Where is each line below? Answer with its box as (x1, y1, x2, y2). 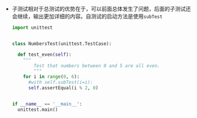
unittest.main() (17, 107, 58, 113)
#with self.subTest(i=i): (28, 80, 93, 86)
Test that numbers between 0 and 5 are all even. (34, 62, 160, 69)
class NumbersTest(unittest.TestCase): (11, 41, 112, 47)
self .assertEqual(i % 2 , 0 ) (28, 85, 98, 91)
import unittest (11, 25, 53, 31)
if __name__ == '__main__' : (11, 101, 83, 107)
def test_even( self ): (17, 52, 72, 58)
